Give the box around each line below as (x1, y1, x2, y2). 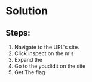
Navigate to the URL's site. (14, 43, 79, 51)
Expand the (14, 56, 43, 63)
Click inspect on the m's (14, 50, 74, 57)
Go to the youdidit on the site (14, 62, 86, 70)
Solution (5, 4, 48, 18)
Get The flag (14, 69, 45, 75)
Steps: (5, 28, 30, 38)
